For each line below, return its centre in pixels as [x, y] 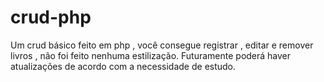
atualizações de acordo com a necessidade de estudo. [123, 66]
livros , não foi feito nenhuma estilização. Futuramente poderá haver [151, 55]
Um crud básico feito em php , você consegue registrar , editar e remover [162, 45]
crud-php [51, 17]
